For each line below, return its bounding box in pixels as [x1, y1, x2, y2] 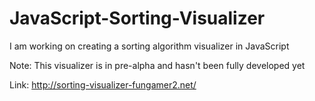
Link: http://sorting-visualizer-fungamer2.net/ [9, 78, 197, 91]
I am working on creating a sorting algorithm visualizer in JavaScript [9, 40, 290, 52]
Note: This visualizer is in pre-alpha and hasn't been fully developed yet [9, 59, 306, 71]
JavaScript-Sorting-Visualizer [9, 7, 266, 30]
